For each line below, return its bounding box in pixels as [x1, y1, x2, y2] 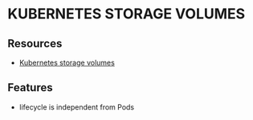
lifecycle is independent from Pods [18, 102, 135, 112]
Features [7, 81, 53, 94]
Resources [7, 37, 63, 50]
